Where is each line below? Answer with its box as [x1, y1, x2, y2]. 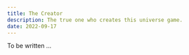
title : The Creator [7, 10, 63, 17]
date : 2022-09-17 [7, 23, 57, 30]
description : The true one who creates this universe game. [7, 16, 184, 23]
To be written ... [7, 42, 52, 50]
